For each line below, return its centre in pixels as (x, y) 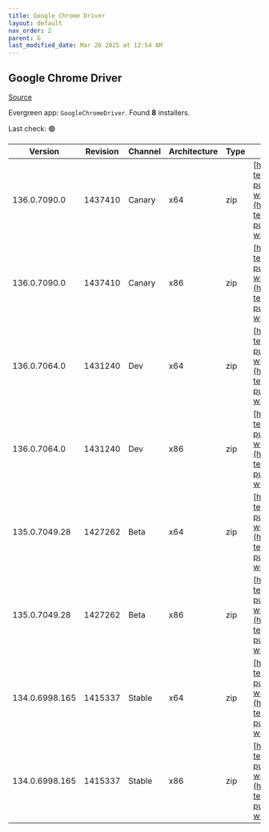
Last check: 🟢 (32, 128)
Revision (102, 151)
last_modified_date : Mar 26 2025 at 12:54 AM (85, 46)
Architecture (193, 151)
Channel (145, 151)
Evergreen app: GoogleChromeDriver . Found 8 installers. (99, 112)
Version (44, 151)
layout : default (35, 23)
